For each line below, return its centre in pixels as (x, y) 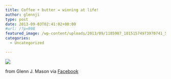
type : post (17, 19)
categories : (18, 38)
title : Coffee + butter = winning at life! (52, 10)
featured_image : (22, 33)
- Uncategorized (27, 43)
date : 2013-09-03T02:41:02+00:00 (41, 24)
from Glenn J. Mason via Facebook (42, 71)
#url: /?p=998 (20, 29)
